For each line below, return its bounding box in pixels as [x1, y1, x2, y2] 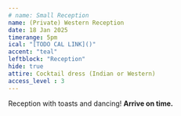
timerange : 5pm [8, 33, 58, 42]
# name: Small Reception [8, 11, 89, 20]
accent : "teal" [8, 48, 58, 56]
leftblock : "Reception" [8, 56, 86, 63]
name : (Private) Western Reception [8, 19, 125, 27]
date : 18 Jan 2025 [8, 26, 68, 34]
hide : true [8, 63, 44, 71]
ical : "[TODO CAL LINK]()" [8, 41, 96, 49]
